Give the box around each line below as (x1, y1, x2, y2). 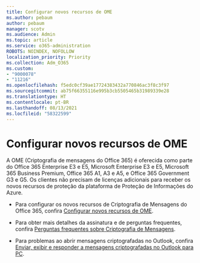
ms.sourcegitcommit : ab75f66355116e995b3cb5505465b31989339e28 (6, 88, 170, 94)
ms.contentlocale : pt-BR (6, 99, 69, 105)
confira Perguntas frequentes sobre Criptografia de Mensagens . (15, 225, 176, 233)
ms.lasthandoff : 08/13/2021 (6, 104, 78, 111)
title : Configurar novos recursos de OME (6, 9, 113, 15)
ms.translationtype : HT (6, 94, 67, 100)
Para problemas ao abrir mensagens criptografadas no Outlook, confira (15, 237, 194, 245)
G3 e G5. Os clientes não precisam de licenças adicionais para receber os (6, 176, 191, 183)
